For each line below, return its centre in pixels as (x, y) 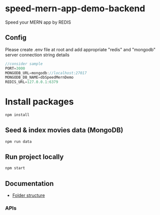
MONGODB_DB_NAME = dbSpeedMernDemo (39, 77)
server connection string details (37, 55)
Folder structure (29, 195)
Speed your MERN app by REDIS (38, 22)
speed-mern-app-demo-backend (75, 9)
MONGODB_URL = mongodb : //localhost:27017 (46, 73)
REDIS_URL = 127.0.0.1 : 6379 (32, 82)
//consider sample (24, 64)
